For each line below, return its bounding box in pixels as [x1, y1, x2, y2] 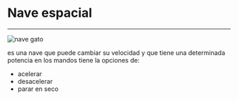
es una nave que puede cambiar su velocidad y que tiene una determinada [7, 48, 225, 57]
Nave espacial [7, 5, 93, 21]
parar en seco [17, 85, 59, 93]
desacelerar [17, 77, 53, 85]
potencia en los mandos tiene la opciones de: [7, 56, 140, 64]
